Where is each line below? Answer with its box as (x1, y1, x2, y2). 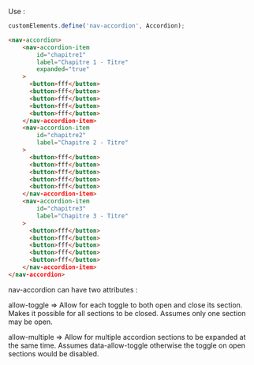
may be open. (8, 317, 53, 326)
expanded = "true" (36, 65, 90, 73)
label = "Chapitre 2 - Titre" (36, 139, 129, 147)
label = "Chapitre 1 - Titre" (36, 58, 129, 66)
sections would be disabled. (8, 348, 99, 358)
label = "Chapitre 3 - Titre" (36, 212, 129, 220)
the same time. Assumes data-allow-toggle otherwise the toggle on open (8, 341, 246, 350)
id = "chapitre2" (36, 132, 87, 140)
